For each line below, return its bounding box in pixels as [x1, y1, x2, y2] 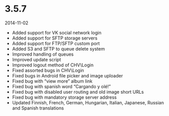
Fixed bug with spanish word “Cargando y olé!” [12, 83, 111, 89]
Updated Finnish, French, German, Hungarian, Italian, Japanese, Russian [12, 99, 164, 105]
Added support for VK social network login [12, 29, 102, 35]
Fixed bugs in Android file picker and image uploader [12, 72, 123, 79]
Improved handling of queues [12, 51, 74, 57]
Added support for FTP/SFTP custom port [12, 40, 100, 46]
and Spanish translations [12, 105, 64, 111]
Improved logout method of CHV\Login [12, 62, 94, 68]
